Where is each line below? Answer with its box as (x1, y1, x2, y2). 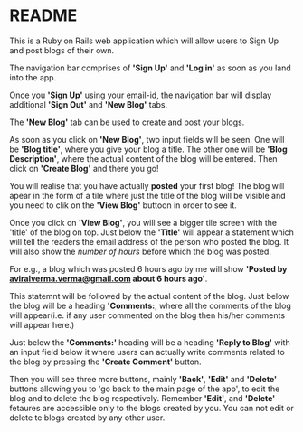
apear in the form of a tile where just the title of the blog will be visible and (9, 190, 286, 201)
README (9, 5, 78, 26)
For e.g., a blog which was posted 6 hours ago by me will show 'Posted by (9, 263, 288, 274)
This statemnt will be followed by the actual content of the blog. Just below (9, 290, 289, 301)
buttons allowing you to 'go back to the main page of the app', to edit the (9, 383, 280, 394)
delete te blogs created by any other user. (9, 412, 166, 423)
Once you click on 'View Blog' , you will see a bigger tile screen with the (9, 217, 278, 228)
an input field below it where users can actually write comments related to (9, 346, 285, 357)
